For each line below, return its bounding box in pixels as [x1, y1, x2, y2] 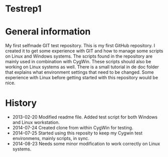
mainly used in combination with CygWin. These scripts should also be [5, 59, 151, 65]
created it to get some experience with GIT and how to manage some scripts [5, 48, 163, 54]
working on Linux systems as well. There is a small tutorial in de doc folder [5, 64, 159, 70]
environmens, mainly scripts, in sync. [12, 135, 89, 141]
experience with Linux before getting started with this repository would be [5, 75, 158, 81]
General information [5, 26, 91, 38]
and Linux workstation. [12, 119, 60, 125]
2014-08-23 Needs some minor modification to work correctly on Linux [12, 141, 160, 147]
